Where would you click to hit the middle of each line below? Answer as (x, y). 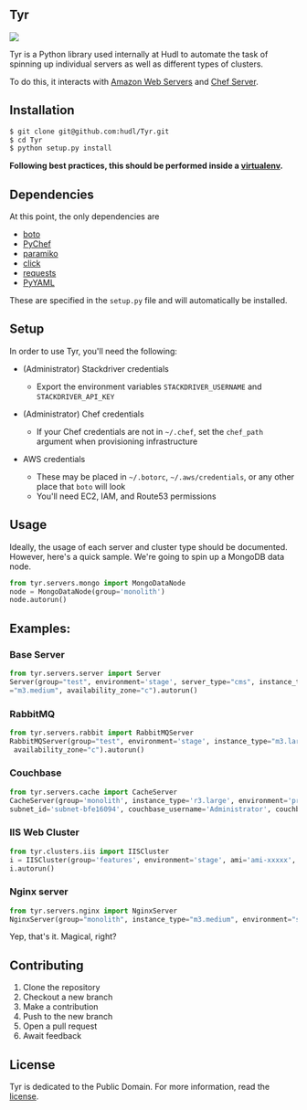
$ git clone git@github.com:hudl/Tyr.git (90, 132)
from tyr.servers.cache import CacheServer (94, 792)
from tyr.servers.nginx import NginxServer (94, 911)
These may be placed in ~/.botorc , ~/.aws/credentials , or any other (165, 476)
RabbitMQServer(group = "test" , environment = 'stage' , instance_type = (141, 741)
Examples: (40, 628)
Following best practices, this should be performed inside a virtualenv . (146, 166)
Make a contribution (60, 1007)
